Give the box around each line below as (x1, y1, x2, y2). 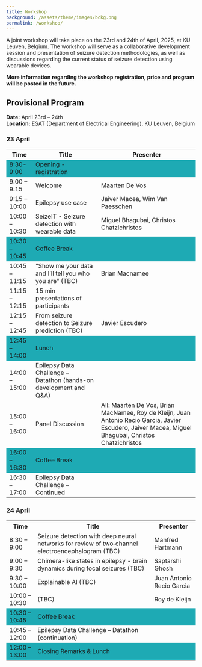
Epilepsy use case (35, 199, 87, 207)
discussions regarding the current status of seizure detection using (6, 55, 173, 63)
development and (35, 383, 85, 392)
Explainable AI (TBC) (37, 577, 96, 586)
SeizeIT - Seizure (35, 212, 85, 220)
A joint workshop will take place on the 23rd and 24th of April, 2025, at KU (6, 37, 191, 44)
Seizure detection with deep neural (37, 532, 136, 540)
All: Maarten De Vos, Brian (101, 401, 175, 409)
